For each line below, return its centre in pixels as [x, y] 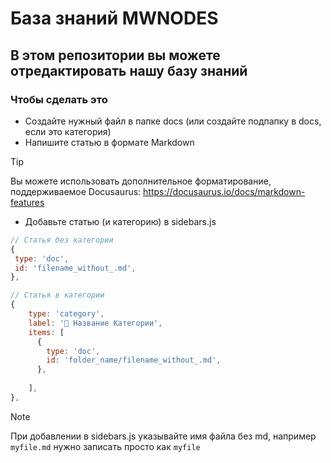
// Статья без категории [62, 240]
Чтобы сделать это [59, 99]
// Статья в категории [57, 295]
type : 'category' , [66, 314]
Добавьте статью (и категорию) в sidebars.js [120, 221]
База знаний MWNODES [114, 18]
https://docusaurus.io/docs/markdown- [224, 191]
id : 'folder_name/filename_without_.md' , [134, 360]
